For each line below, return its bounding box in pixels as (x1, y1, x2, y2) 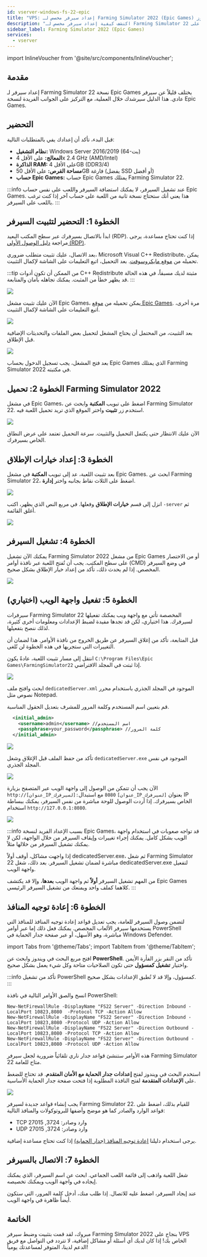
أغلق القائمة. (7, 507, 36, 515)
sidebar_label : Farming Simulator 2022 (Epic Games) (7, 26, 145, 33)
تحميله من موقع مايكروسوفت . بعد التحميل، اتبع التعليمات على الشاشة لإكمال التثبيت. (7, 257, 198, 265)
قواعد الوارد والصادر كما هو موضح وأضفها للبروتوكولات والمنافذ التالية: (7, 1107, 165, 1114)
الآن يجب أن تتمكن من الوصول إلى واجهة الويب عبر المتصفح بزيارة (7, 784, 158, 792)
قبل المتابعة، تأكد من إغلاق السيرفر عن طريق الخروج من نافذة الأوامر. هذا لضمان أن (7, 636, 198, 644)
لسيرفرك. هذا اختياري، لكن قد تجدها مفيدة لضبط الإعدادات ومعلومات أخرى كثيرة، (7, 618, 193, 625)
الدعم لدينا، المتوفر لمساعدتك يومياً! (7, 1243, 88, 1250)
